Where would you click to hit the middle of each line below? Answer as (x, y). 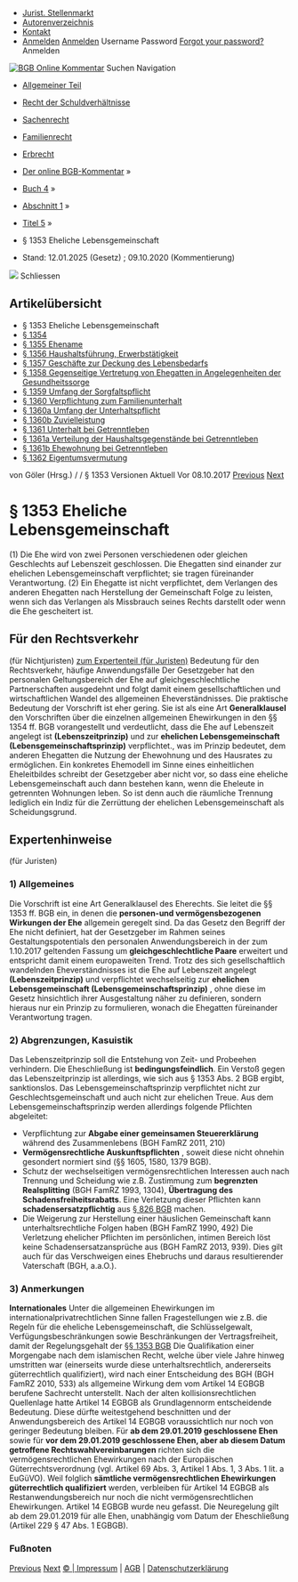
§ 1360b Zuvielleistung (63, 420)
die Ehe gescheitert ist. (51, 611)
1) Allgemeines (42, 884)
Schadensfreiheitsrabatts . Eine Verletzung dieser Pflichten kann (141, 1199)
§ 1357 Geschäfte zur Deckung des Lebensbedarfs (115, 363)
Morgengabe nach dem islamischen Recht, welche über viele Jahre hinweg (147, 1355)
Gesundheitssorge (56, 382)
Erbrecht (38, 154)
